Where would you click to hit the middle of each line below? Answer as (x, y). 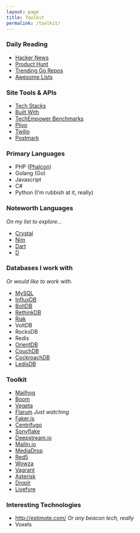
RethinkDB (28, 312)
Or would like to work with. (40, 281)
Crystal (24, 233)
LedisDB (25, 363)
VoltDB (24, 325)
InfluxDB (26, 299)
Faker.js (25, 419)
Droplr (23, 483)
